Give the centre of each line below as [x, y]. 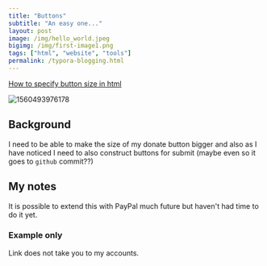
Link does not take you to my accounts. [74, 253]
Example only [35, 235]
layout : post [30, 31]
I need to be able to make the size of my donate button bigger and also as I [133, 144]
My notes [33, 187]
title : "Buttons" [38, 16]
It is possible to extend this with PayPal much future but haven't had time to [134, 206]
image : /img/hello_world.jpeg [59, 38]
